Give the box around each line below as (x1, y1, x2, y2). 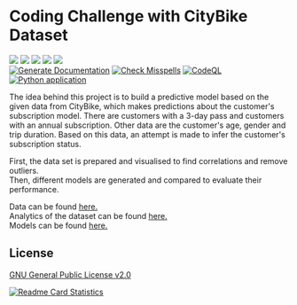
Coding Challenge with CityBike (9, 6, 248, 27)
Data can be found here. (9, 201, 98, 212)
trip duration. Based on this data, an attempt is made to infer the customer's (9, 129, 285, 139)
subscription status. (9, 138, 82, 149)
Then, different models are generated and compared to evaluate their (9, 175, 262, 185)
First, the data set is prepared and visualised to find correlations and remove (9, 155, 288, 166)
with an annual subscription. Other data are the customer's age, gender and (9, 120, 286, 130)
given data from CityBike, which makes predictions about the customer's (9, 100, 275, 112)
